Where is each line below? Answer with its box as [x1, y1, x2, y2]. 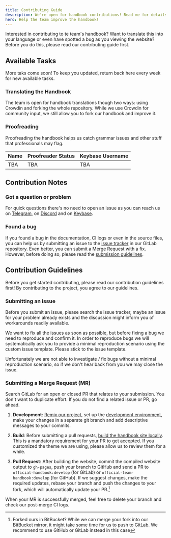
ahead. [5, 402, 20, 408]
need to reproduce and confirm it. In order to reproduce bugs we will [5, 335, 149, 341]
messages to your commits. [12, 422, 71, 428]
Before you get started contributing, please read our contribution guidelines [5, 279, 164, 285]
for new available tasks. [5, 75, 55, 82]
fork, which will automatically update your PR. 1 [12, 486, 110, 492]
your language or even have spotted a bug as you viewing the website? [5, 36, 155, 42]
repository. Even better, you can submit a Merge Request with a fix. [5, 246, 146, 252]
